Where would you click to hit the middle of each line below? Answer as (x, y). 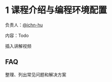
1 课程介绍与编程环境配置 (56, 10)
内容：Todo (17, 35)
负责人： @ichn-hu (24, 25)
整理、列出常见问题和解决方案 (36, 75)
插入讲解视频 (18, 46)
